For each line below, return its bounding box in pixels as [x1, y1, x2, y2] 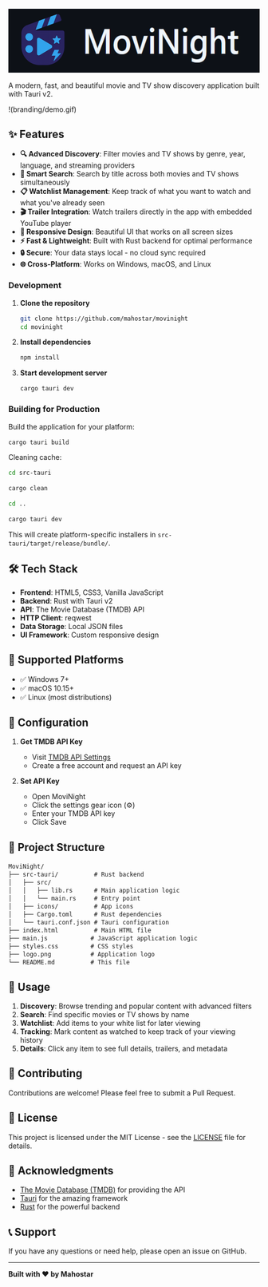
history [19, 1035, 44, 1044]
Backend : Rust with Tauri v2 [19, 596, 113, 605]
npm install [19, 354, 60, 362]
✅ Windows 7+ [19, 674, 69, 683]
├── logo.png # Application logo [8, 951, 156, 959]
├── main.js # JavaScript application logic [8, 935, 198, 943]
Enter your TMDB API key [31, 809, 116, 818]
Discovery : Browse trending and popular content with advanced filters [19, 1001, 253, 1011]
